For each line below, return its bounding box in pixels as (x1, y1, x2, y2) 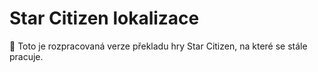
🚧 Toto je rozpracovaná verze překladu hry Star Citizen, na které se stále (9, 40, 308, 52)
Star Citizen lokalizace (9, 7, 200, 30)
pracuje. (9, 50, 44, 62)
